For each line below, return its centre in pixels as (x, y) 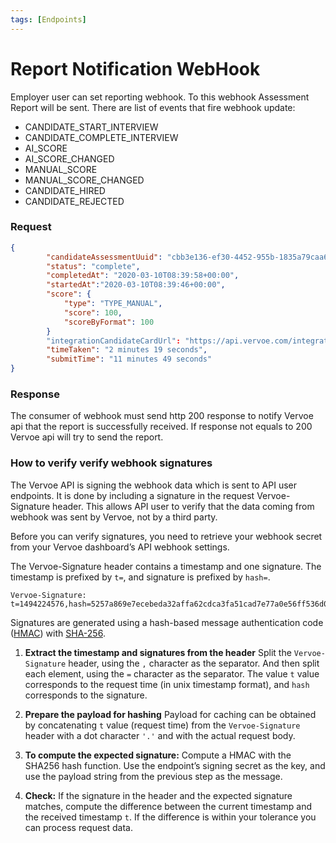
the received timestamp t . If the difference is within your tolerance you (170, 817)
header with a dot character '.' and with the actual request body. (160, 735)
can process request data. (78, 827)
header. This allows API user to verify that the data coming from (183, 506)
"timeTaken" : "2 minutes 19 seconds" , (127, 350)
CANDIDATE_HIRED (65, 190)
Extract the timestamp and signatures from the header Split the (158, 652)
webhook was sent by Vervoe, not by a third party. (114, 517)
